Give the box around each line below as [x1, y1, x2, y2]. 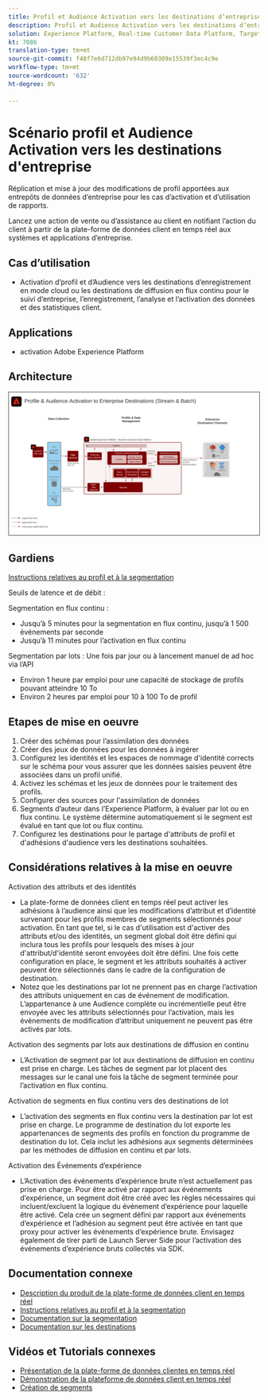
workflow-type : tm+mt [8, 64, 80, 72]
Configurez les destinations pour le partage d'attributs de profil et [19, 829, 235, 839]
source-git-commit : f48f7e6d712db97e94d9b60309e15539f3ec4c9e [8, 55, 219, 63]
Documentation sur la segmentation [19, 1313, 138, 1323]
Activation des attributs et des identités [8, 882, 137, 891]
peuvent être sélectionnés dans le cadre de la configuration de [19, 964, 226, 975]
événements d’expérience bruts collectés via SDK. [19, 1243, 184, 1253]
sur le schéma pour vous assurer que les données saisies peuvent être [19, 761, 252, 771]
